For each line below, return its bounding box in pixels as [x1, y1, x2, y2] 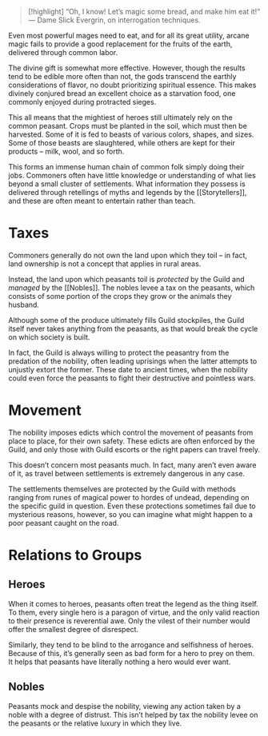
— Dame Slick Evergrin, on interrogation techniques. [27, 15, 202, 25]
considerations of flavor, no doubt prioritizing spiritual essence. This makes [8, 80, 257, 90]
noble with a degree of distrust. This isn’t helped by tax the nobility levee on [8, 710, 258, 719]
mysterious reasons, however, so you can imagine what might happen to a [8, 509, 254, 519]
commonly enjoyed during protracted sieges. [8, 97, 157, 106]
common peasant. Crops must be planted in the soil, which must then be [8, 121, 248, 130]
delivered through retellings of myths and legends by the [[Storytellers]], [8, 188, 247, 197]
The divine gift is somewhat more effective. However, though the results [8, 63, 246, 73]
